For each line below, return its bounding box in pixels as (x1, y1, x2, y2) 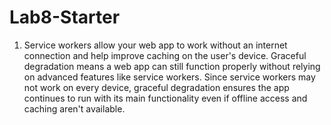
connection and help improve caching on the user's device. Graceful (23, 49, 307, 61)
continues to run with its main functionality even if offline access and (23, 92, 308, 104)
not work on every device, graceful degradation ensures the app (23, 81, 290, 93)
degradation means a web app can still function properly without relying (23, 60, 321, 72)
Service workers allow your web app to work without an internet (23, 39, 288, 51)
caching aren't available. (23, 102, 126, 115)
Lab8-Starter (9, 6, 121, 29)
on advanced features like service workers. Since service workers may (23, 71, 316, 83)
